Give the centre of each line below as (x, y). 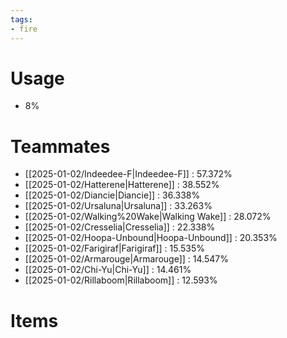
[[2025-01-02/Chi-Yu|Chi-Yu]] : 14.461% (108, 270)
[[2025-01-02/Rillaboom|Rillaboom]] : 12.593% (121, 280)
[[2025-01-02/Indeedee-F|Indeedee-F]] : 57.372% (128, 174)
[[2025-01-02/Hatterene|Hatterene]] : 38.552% (122, 185)
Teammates (60, 146)
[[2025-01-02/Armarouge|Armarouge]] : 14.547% (126, 259)
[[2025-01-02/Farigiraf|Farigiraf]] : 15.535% (115, 248)
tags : (21, 19)
